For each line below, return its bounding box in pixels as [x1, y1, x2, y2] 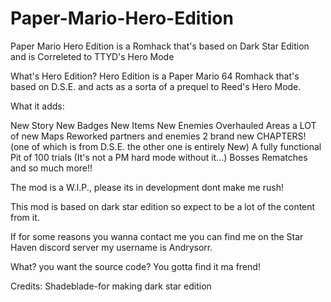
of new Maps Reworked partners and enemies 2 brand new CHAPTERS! [10, 130, 307, 142]
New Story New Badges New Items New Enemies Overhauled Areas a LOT [10, 119, 317, 131]
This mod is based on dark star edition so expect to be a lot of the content [10, 200, 316, 212]
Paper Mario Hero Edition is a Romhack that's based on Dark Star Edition [10, 40, 310, 52]
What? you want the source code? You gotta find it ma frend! [10, 260, 261, 272]
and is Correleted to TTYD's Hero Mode [10, 50, 175, 62]
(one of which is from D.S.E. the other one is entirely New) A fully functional [10, 140, 322, 152]
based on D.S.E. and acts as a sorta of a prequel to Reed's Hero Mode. [10, 80, 302, 92]
